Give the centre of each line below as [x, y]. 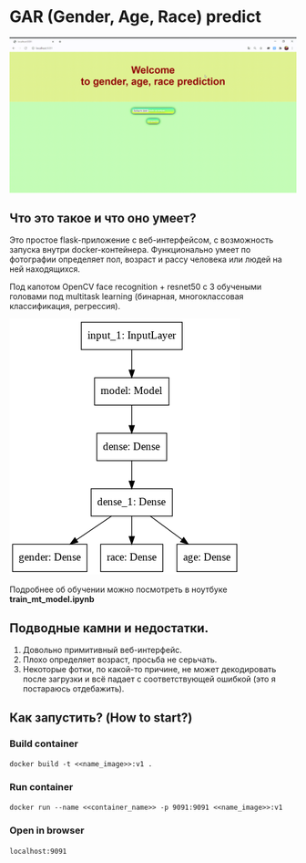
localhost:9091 [38, 851]
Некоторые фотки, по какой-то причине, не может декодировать [149, 670]
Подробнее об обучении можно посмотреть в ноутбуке [118, 589]
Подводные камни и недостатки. [109, 628]
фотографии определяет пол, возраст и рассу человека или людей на [146, 260]
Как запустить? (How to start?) [101, 717]
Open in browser [47, 830]
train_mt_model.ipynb [52, 599]
